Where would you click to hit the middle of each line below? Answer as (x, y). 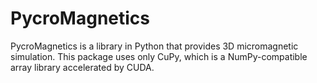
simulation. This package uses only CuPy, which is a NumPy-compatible (159, 56)
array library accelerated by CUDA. (82, 67)
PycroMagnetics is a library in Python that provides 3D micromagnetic (154, 46)
